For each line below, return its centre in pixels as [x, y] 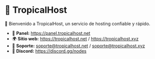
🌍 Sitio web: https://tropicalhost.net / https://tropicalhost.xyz [75, 38]
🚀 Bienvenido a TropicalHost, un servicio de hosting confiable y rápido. [77, 24]
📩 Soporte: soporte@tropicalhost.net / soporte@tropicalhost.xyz [78, 46]
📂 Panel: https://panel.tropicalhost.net [51, 33]
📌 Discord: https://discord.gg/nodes [49, 51]
